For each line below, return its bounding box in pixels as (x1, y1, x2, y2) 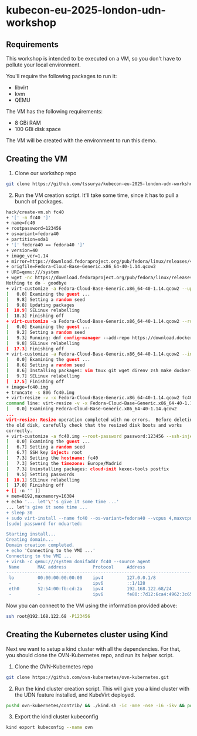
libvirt (14, 84, 29, 91)
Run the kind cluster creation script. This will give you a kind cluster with (14, 685, 189, 692)
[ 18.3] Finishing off (6, 313, 64, 319)
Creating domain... (6, 537, 54, 543)
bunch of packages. (14, 198, 63, 205)
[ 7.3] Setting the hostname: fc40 (6, 455, 98, 461)
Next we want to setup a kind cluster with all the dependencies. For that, (6, 645, 181, 653)
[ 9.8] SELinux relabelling (6, 340, 80, 346)
